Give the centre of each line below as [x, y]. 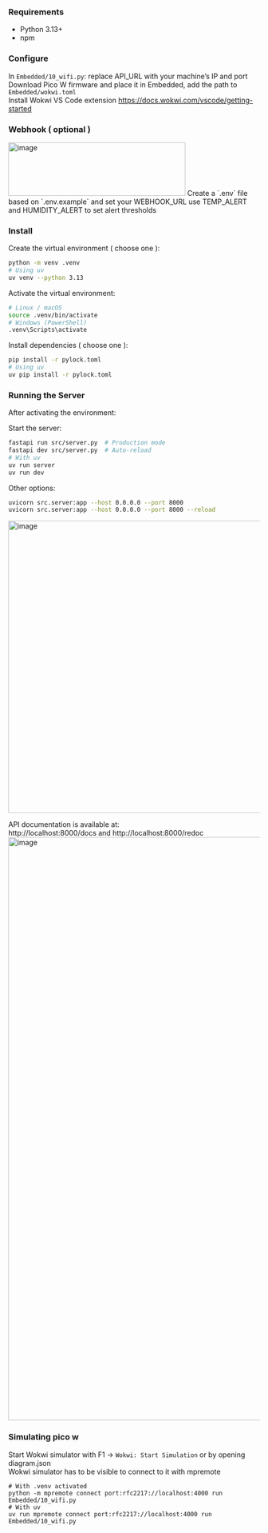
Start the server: [35, 428]
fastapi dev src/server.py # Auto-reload [80, 450]
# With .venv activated [48, 1486]
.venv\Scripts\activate [48, 330]
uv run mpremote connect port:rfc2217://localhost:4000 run [110, 1514]
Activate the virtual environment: [62, 293]
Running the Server [47, 395]
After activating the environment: [62, 413]
